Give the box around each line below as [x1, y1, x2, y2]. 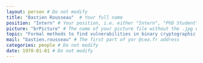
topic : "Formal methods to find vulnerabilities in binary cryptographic [6, 31, 196, 37]
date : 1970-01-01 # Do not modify [6, 48, 94, 54]
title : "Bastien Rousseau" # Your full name [6, 14, 123, 20]
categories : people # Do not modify [6, 43, 98, 49]
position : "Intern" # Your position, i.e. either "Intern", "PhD [6, 20, 174, 26]
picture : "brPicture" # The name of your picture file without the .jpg [6, 25, 193, 32]
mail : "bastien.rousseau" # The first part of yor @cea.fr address [6, 37, 180, 43]
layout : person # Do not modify [6, 8, 88, 15]
